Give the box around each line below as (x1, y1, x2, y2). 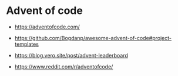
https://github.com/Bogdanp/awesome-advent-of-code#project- (14, 34, 172, 41)
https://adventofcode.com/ (14, 23, 80, 30)
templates (14, 41, 39, 48)
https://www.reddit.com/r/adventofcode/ (14, 63, 113, 70)
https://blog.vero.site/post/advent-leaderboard (14, 52, 128, 59)
